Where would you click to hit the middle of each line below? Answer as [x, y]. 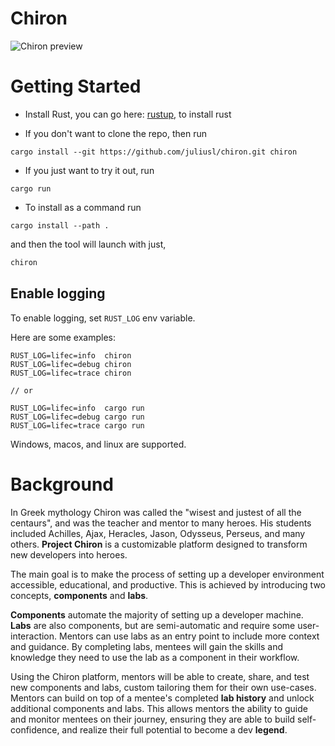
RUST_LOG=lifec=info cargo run [77, 408]
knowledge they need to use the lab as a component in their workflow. [155, 657]
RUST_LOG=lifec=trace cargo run [77, 425]
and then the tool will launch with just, [88, 244]
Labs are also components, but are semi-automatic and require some [153, 625]
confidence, [35, 729]
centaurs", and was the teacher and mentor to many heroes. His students [161, 523]
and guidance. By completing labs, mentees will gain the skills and [147, 646]
